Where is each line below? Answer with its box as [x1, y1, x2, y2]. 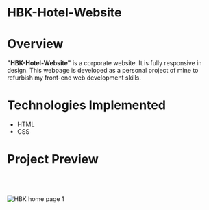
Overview [7, 36, 64, 52]
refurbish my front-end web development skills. [7, 73, 142, 82]
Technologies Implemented [7, 97, 167, 113]
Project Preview [7, 152, 99, 167]
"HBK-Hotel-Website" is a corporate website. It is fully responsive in [7, 59, 202, 67]
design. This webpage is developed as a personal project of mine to [7, 67, 199, 75]
